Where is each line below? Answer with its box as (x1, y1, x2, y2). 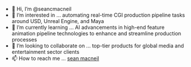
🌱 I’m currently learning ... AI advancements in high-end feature (11, 24, 165, 31)
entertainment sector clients (11, 49, 80, 55)
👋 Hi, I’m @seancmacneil (11, 6, 72, 12)
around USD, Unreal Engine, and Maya (11, 18, 104, 24)
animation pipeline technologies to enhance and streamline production (11, 30, 182, 37)
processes (11, 36, 37, 43)
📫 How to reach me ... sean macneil (11, 55, 99, 62)
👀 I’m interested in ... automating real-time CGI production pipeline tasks (11, 12, 185, 18)
